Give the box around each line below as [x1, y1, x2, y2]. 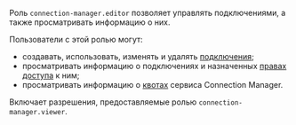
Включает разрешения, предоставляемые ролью [9, 97, 197, 107]
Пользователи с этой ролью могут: [9, 35, 144, 44]
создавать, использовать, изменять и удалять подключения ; [21, 51, 255, 61]
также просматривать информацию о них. [9, 17, 171, 27]
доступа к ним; [21, 70, 80, 81]
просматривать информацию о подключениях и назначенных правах [21, 61, 287, 71]
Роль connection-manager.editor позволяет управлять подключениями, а [9, 8, 286, 18]
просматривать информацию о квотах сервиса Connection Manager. [21, 80, 284, 90]
